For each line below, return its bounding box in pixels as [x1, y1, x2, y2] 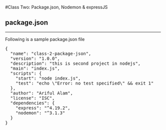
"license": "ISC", [10, 95, 55, 101]
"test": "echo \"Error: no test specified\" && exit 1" [15, 80, 154, 86]
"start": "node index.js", [15, 75, 81, 81]
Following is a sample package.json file [5, 36, 85, 42]
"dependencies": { [10, 100, 55, 106]
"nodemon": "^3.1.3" [15, 110, 65, 116]
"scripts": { [10, 70, 42, 76]
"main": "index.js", [10, 65, 60, 71]
